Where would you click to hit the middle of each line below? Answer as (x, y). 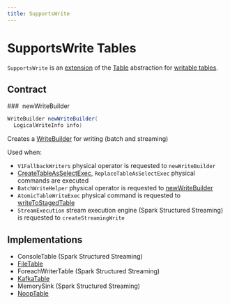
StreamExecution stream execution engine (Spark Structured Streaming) (120, 211)
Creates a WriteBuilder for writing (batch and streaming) (88, 139)
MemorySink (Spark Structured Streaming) (79, 286)
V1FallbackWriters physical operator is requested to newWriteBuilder (116, 166)
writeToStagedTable (46, 203)
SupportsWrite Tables (72, 48)
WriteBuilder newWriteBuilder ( (53, 119)
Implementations (45, 240)
